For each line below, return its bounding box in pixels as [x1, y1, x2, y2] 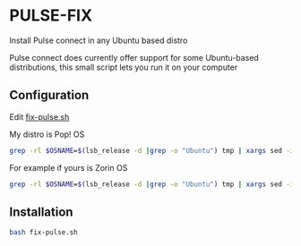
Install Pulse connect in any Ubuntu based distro [9, 35, 188, 46]
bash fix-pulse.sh [9, 228, 78, 237]
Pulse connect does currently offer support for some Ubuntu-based [9, 52, 260, 63]
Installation [9, 204, 73, 219]
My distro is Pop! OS [9, 129, 85, 140]
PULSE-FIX [9, 5, 92, 26]
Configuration [9, 88, 90, 103]
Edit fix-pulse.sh [9, 111, 70, 122]
